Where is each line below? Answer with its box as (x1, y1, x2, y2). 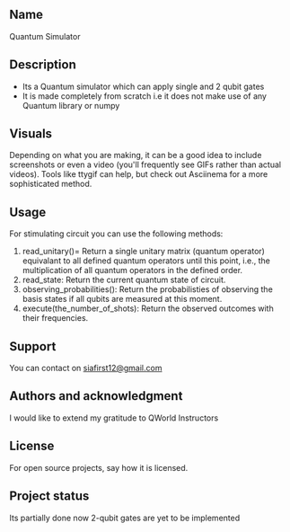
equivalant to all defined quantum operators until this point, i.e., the (22, 255, 271, 266)
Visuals (9, 126, 52, 142)
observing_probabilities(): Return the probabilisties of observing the (22, 284, 274, 295)
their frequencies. (22, 313, 89, 324)
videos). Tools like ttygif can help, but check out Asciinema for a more (9, 169, 268, 180)
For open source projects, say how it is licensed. (9, 462, 189, 473)
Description (9, 58, 76, 73)
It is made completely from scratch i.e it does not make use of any (22, 90, 268, 102)
